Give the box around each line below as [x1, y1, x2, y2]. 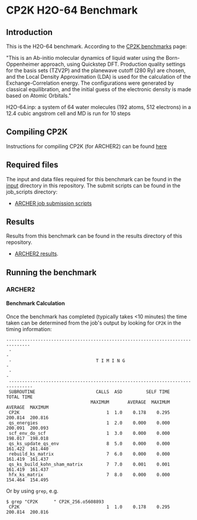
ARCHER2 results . [14, 250, 59, 258]
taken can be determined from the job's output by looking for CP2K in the [6, 319, 182, 326]
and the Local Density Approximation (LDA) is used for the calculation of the [6, 73, 191, 80]
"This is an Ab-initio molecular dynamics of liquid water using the [6, 54, 165, 61]
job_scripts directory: [6, 188, 58, 195]
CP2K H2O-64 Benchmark [6, 4, 138, 17]
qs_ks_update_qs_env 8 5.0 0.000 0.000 [8, 441, 170, 447]
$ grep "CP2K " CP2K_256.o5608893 [6, 499, 104, 505]
